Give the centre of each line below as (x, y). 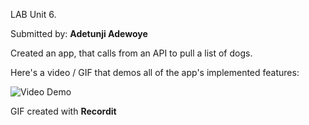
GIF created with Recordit (63, 111)
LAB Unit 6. (33, 14)
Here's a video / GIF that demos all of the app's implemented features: (155, 72)
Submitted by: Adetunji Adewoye (79, 33)
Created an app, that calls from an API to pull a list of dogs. (131, 53)
